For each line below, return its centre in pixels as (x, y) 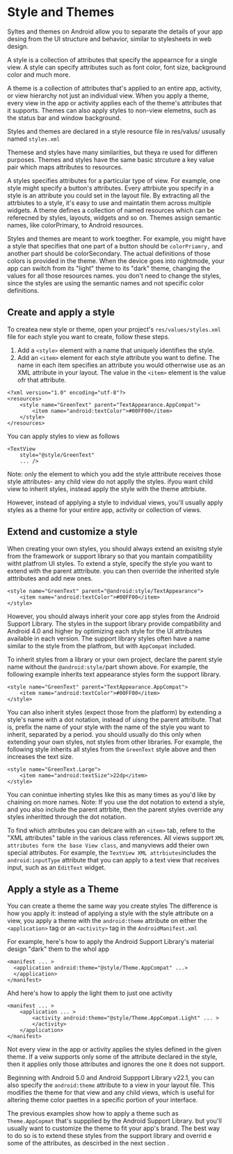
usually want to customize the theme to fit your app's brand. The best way (114, 1128)
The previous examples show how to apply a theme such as (93, 1114)
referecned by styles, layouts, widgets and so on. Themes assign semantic (114, 218)
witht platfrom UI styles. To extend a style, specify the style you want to (110, 563)
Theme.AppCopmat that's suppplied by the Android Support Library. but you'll (115, 1121)
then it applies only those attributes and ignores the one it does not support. (116, 1064)
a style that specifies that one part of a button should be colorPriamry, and (115, 246)
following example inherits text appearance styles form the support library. (114, 674)
